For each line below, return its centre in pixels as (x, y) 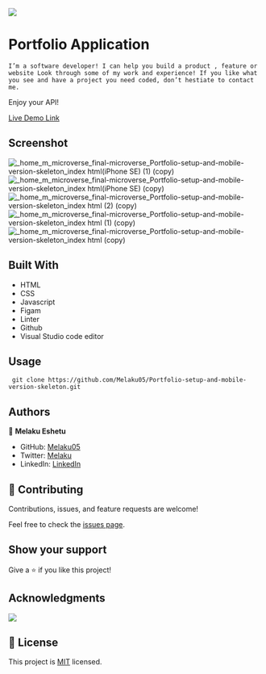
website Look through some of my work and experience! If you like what (133, 73)
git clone (28, 380)
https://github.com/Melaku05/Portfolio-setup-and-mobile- (148, 380)
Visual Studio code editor (62, 336)
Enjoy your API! (33, 102)
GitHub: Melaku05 (50, 447)
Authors (29, 412)
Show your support (58, 550)
